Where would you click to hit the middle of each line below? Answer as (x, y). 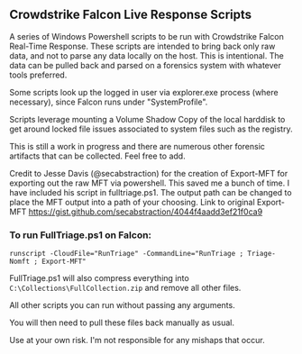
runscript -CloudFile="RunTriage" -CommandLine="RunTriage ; (127, 254)
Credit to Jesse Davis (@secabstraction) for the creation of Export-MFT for (149, 173)
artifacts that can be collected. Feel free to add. (98, 156)
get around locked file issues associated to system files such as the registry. (151, 129)
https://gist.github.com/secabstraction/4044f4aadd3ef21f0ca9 (146, 212)
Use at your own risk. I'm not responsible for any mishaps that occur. (137, 340)
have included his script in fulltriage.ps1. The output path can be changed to (151, 192)
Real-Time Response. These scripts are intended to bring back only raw (142, 46)
